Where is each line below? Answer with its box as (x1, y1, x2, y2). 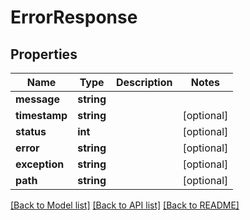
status (15, 125, 47, 138)
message (15, 92, 60, 106)
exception (15, 157, 65, 171)
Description (116, 76, 173, 89)
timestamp (15, 109, 68, 122)
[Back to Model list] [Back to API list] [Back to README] (10, 199, 240, 211)
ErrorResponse (10, 6, 138, 29)
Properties (10, 46, 78, 63)
